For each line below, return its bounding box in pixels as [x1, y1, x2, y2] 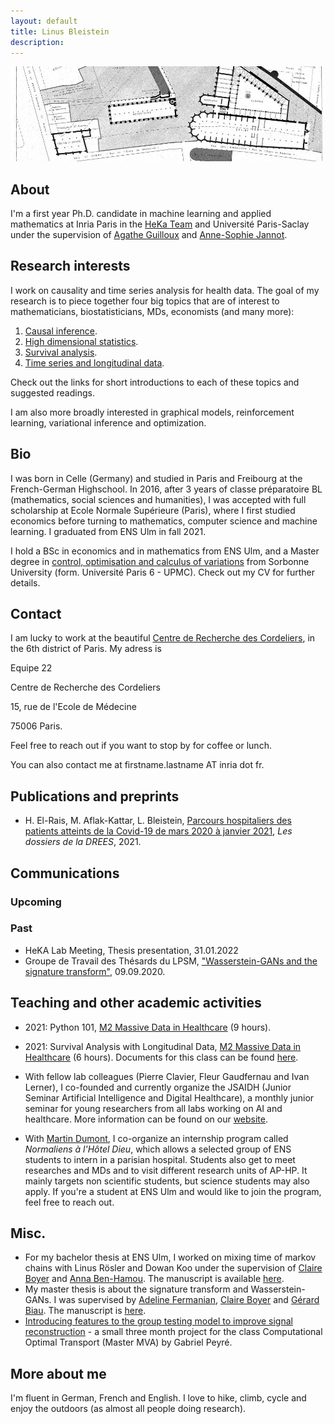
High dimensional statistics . [24, 335, 139, 347]
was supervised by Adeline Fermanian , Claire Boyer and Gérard [58, 1294, 320, 1306]
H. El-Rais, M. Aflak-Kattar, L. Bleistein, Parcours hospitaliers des [24, 815, 292, 827]
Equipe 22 [10, 662, 53, 674]
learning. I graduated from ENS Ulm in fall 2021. [10, 525, 207, 537]
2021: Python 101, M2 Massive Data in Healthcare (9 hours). [24, 1021, 272, 1033]
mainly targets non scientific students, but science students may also [24, 1175, 311, 1187]
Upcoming [10, 895, 62, 909]
